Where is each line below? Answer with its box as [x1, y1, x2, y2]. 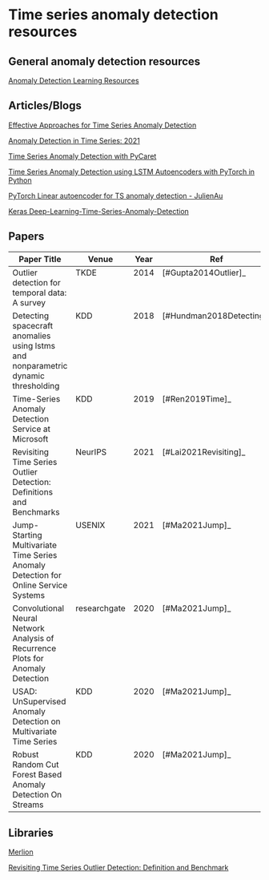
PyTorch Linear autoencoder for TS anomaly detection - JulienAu [8, 191, 223, 200]
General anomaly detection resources [8, 54, 201, 68]
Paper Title [18, 253, 62, 264]
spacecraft [12, 320, 54, 331]
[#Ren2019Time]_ [162, 393, 232, 404]
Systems [12, 589, 46, 600]
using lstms [12, 340, 56, 351]
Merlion [8, 847, 34, 857]
